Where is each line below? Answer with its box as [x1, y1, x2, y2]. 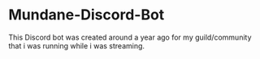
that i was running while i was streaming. [8, 40, 145, 50]
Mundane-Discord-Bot [8, 6, 165, 24]
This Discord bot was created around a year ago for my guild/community [8, 32, 252, 42]
